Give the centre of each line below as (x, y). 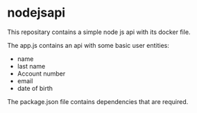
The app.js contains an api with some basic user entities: (88, 45)
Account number (41, 73)
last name (31, 66)
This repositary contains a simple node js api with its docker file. (99, 32)
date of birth (35, 88)
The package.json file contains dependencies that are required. (98, 101)
